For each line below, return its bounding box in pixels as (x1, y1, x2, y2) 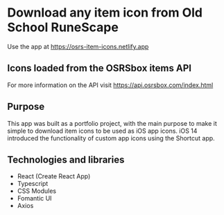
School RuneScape (7, 19, 119, 35)
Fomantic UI (17, 194, 52, 203)
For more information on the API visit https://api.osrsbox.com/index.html (7, 81, 214, 89)
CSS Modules (17, 187, 57, 195)
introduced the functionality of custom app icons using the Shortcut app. (7, 133, 215, 142)
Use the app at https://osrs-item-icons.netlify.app (7, 42, 149, 50)
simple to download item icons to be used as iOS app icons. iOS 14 (7, 127, 198, 135)
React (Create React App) (17, 172, 91, 180)
